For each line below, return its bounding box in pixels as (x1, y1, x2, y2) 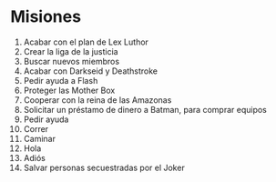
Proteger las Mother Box (23, 85, 116, 96)
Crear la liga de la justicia (23, 45, 118, 56)
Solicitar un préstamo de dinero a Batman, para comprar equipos (23, 104, 267, 115)
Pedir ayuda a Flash (23, 75, 98, 86)
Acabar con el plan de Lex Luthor (23, 36, 149, 47)
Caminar (23, 133, 56, 144)
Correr (23, 123, 49, 134)
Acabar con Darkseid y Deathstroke (23, 66, 158, 76)
